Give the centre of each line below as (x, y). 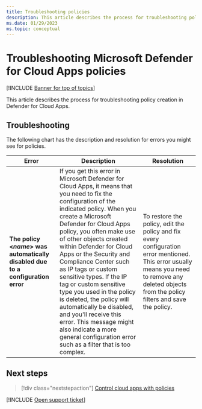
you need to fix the (86, 194)
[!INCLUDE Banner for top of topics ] (50, 88)
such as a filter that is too (95, 344)
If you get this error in (90, 171)
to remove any (163, 277)
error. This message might (96, 322)
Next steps (27, 374)
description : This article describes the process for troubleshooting (96, 17)
